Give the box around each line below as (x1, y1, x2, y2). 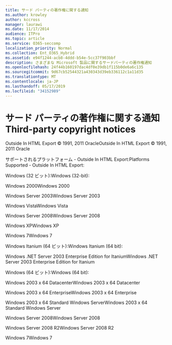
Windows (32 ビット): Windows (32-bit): (5, 173, 90, 179)
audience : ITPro (5, 31, 40, 36)
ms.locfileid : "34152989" (5, 88, 61, 94)
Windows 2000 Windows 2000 (5, 183, 70, 189)
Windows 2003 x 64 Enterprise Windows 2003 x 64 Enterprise (5, 290, 137, 296)
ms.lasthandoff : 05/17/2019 (5, 84, 66, 89)
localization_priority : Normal (5, 46, 72, 51)
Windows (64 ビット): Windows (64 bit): (5, 270, 89, 276)
